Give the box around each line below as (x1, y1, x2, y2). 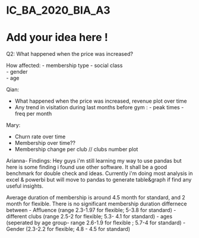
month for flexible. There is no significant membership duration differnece (6, 200, 187, 208)
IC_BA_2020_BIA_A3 (6, 4, 111, 17)
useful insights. (6, 182, 43, 190)
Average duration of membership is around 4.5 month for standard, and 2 (6, 194, 185, 201)
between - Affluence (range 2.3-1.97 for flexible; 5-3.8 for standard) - (6, 207, 176, 214)
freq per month (14, 110, 52, 118)
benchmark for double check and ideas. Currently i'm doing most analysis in (6, 170, 193, 177)
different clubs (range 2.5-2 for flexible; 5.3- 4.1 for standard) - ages (6, 213, 173, 220)
